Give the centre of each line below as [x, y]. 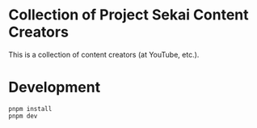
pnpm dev [23, 116]
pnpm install [30, 109]
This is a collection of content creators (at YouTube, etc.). [104, 54]
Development [55, 87]
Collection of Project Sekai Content [128, 15]
